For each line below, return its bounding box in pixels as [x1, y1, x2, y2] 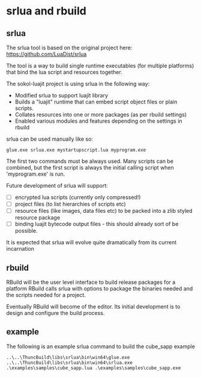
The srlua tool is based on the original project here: [6, 44, 133, 51]
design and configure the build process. [6, 310, 105, 317]
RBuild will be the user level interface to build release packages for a [6, 278, 176, 286]
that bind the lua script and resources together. [6, 69, 123, 76]
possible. [14, 227, 38, 234]
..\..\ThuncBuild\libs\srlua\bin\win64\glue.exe [6, 354, 130, 360]
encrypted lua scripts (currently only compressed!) [14, 194, 141, 201]
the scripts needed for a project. [6, 292, 86, 299]
